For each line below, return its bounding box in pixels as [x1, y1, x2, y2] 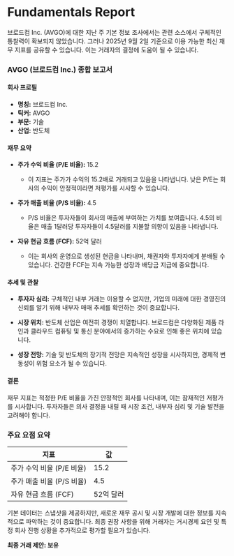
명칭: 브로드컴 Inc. [17, 100, 68, 109]
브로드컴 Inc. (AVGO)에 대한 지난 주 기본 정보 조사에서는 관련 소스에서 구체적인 [7, 28, 222, 36]
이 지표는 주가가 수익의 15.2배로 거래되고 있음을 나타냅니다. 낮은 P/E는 [27, 175, 219, 183]
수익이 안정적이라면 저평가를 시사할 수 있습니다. [41, 184, 170, 193]
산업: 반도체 [17, 126, 50, 135]
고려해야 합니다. [7, 411, 51, 419]
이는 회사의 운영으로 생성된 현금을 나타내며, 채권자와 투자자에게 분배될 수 [27, 252, 226, 260]
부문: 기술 [17, 118, 44, 126]
